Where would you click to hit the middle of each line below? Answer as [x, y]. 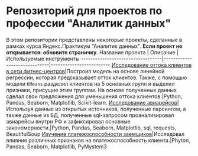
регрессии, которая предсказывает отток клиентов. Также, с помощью [97, 77]
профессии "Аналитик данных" [89, 23]
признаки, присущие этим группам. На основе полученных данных [92, 90]
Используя [20, 109]
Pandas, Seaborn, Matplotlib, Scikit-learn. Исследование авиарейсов [92, 102]
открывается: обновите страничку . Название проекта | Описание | [92, 52]
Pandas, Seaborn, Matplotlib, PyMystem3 [57, 147]
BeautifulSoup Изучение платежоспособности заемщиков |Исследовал [95, 134]
